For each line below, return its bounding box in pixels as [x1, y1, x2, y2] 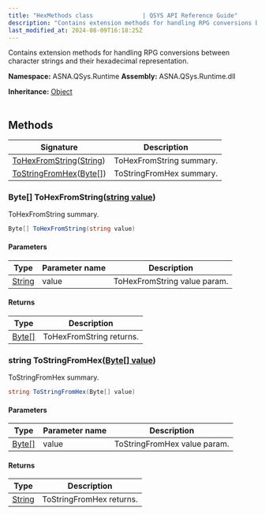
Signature [40, 142, 79, 153]
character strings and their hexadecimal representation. [8, 56, 189, 66]
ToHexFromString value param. [113, 275, 229, 286]
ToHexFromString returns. [43, 331, 140, 342]
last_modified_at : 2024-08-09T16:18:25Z [8, 26, 144, 34]
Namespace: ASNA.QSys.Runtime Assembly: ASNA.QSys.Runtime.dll [8, 72, 236, 81]
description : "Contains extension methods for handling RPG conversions [8, 19, 252, 27]
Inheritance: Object [8, 87, 73, 97]
